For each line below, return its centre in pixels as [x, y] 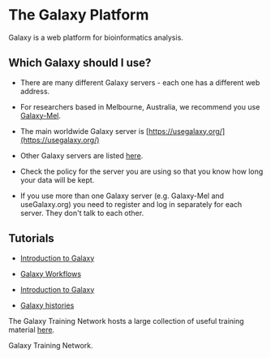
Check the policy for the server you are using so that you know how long [142, 171]
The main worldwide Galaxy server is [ [84, 131]
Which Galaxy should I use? [80, 63]
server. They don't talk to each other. [82, 213]
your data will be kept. [57, 179]
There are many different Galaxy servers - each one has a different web [140, 82]
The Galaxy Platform [79, 15]
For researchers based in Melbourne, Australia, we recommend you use [140, 106]
